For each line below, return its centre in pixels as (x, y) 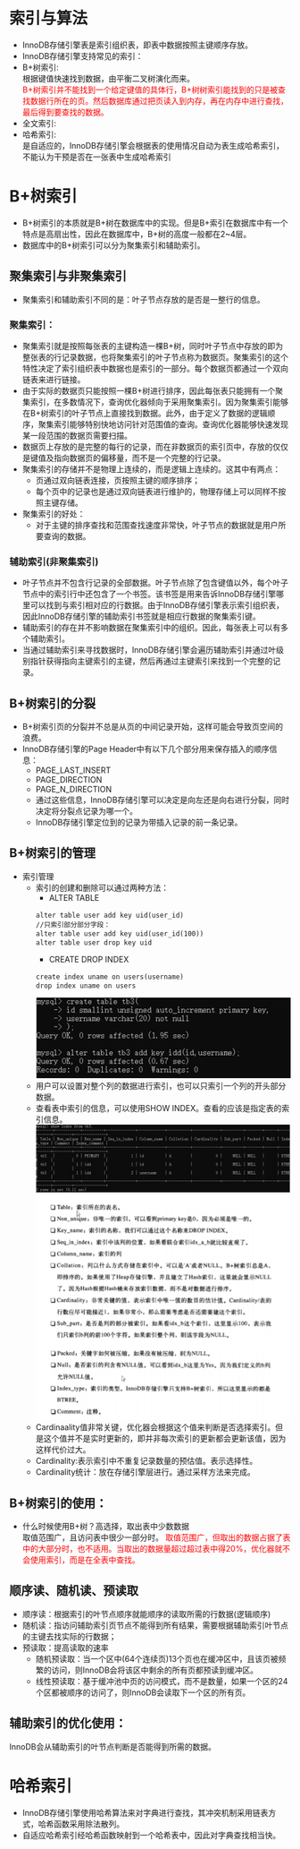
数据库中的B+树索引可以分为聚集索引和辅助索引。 (113, 245)
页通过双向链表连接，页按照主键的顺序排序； (118, 480)
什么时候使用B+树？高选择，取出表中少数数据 (106, 1526)
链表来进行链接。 (54, 379)
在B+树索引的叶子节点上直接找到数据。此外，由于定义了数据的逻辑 (145, 413)
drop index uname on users (86, 986)
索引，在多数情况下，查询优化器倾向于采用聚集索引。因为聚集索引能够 (159, 402)
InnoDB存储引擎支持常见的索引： (83, 56)
